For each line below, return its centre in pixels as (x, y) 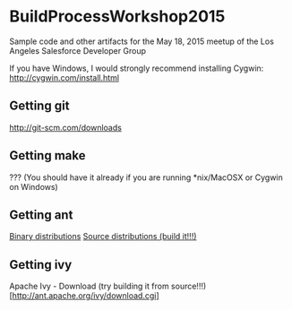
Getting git (39, 106)
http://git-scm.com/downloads (66, 127)
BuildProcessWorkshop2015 (117, 17)
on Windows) (34, 186)
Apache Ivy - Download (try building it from (89, 286)
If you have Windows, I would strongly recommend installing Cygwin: (137, 68)
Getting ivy (41, 265)
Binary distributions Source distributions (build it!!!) (103, 237)
